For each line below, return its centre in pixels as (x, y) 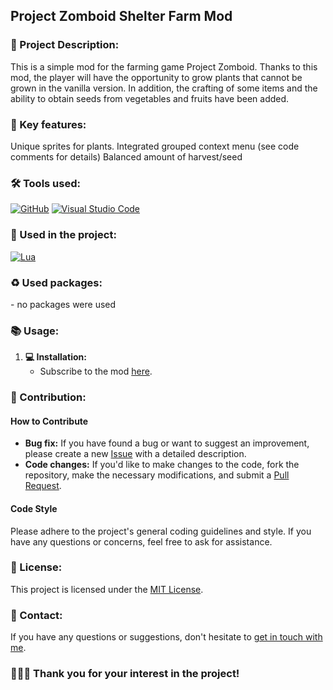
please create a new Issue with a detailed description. (135, 454)
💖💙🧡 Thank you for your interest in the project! (125, 674)
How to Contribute (49, 421)
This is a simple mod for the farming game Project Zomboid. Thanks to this (164, 66)
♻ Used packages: (56, 282)
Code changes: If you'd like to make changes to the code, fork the (162, 465)
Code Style (34, 508)
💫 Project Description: (65, 45)
